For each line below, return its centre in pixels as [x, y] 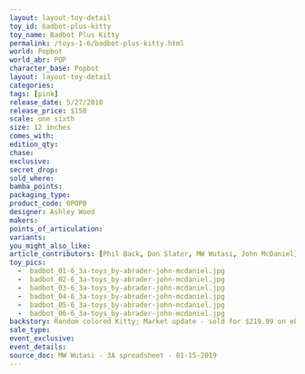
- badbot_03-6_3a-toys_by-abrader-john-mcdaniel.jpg [121, 288]
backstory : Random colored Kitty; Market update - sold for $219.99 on [148, 322]
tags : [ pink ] [34, 93]
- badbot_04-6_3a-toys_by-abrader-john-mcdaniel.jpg [121, 296]
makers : [24, 220]
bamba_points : [36, 187]
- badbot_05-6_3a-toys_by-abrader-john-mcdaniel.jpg [121, 305]
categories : [32, 85]
